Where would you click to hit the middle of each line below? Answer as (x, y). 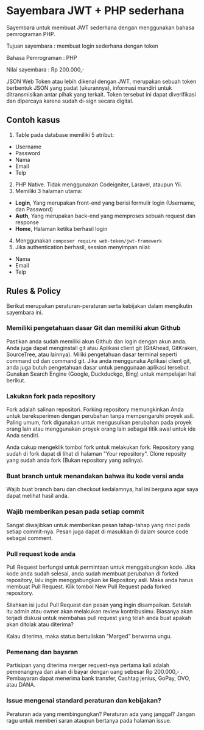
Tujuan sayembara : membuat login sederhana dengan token (82, 46)
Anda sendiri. (23, 436)
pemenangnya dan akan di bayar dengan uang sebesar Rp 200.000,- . (94, 672)
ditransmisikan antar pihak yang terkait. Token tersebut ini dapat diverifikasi (101, 94)
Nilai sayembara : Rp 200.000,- (45, 69)
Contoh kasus (33, 120)
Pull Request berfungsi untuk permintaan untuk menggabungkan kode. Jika (101, 567)
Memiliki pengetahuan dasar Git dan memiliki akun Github (93, 328)
